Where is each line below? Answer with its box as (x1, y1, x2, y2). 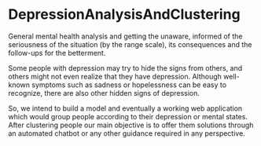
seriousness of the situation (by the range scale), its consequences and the (8, 39, 253, 49)
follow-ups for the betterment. (8, 48, 106, 57)
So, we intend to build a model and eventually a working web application (8, 104, 243, 113)
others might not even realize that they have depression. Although (8, 71, 222, 81)
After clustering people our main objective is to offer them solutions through (8, 120, 254, 130)
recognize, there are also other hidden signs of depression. (8, 88, 200, 97)
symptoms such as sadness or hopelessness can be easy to (31, 80, 226, 89)
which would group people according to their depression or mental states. (8, 111, 248, 121)
